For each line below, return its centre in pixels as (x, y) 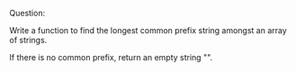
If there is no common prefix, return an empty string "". (111, 57)
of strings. (28, 40)
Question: (27, 13)
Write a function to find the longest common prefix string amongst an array (148, 30)
